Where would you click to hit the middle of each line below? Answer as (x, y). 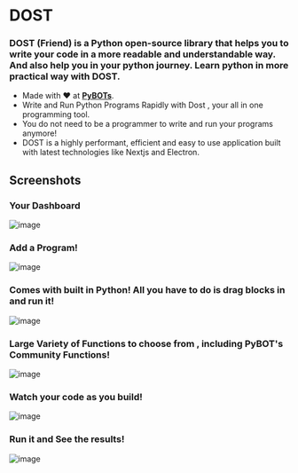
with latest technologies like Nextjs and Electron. (110, 153)
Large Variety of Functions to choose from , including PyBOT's (146, 343)
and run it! (32, 301)
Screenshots (45, 180)
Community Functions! (60, 354)
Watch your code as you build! (76, 397)
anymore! (39, 133)
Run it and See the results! (67, 439)
